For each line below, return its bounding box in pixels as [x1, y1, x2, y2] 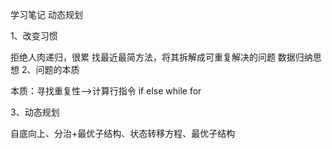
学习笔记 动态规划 [10, 9, 83, 20]
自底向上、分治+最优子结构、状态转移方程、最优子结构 [10, 128, 236, 139]
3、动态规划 [10, 106, 60, 118]
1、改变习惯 [10, 30, 58, 42]
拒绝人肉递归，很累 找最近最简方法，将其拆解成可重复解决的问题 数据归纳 [10, 51, 313, 63]
